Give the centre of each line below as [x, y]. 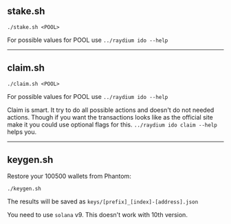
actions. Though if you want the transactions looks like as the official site [110, 117]
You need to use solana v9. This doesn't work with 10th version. [97, 215]
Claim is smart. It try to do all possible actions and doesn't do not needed [111, 110]
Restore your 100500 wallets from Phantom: [69, 176]
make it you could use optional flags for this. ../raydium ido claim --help [112, 124]
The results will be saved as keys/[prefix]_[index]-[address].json [103, 201]
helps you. [22, 132]
